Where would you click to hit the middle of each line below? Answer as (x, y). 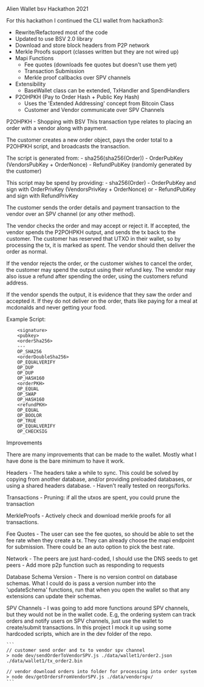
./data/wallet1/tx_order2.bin (45, 661)
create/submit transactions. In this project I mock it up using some (89, 627)
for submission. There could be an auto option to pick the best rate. (90, 547)
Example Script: (26, 319)
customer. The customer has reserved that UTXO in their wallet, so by (93, 239)
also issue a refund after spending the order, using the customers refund (97, 276)
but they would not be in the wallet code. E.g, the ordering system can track (101, 614)
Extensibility (30, 84)
